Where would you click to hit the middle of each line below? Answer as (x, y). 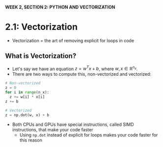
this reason (31, 140)
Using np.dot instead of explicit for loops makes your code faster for (89, 135)
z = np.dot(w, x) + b (27, 115)
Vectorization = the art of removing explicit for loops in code (73, 40)
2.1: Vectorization (41, 27)
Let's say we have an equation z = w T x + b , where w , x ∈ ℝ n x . (75, 68)
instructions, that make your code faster (53, 129)
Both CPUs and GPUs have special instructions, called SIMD (73, 124)
